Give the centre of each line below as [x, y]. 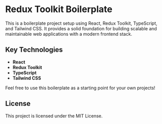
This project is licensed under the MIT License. [54, 116]
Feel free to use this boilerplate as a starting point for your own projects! [80, 88]
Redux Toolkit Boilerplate [59, 9]
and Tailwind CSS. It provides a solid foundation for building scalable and [81, 28]
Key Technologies [34, 50]
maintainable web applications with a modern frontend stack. [69, 34]
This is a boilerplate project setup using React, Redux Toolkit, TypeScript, [81, 23]
